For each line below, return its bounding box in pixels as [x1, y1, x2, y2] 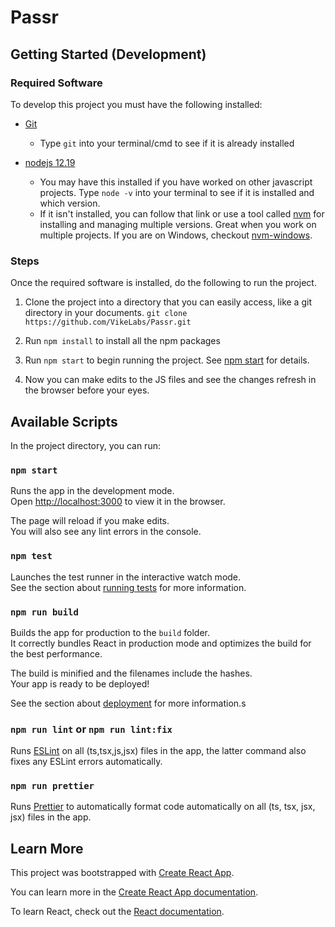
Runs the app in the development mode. [10, 485, 175, 497]
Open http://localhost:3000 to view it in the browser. [10, 496, 226, 508]
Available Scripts [10, 413, 118, 430]
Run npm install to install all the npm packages [24, 335, 221, 347]
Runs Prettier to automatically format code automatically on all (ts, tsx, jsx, [10, 801, 316, 813]
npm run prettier [10, 781, 95, 792]
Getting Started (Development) [10, 46, 207, 63]
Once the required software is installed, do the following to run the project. [10, 277, 317, 289]
